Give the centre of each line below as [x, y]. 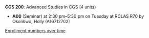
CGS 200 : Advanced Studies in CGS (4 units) [51, 7]
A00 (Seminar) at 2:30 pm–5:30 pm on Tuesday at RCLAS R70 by [78, 16]
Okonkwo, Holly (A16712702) [41, 21]
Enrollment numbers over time [35, 31]
